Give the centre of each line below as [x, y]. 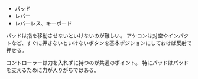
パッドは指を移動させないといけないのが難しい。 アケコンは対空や [87, 36]
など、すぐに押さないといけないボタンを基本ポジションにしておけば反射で [101, 43]
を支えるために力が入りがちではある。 [53, 70]
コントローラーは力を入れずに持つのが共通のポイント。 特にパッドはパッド [98, 63]
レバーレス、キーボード [43, 23]
